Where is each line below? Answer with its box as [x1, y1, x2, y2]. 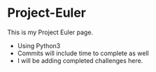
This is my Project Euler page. [7, 28, 93, 36]
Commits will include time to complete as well [17, 49, 149, 57]
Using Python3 [17, 41, 61, 50]
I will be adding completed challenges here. [17, 56, 143, 64]
